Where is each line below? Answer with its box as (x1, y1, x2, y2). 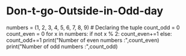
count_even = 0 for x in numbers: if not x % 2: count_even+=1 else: (6, 30, 173, 37)
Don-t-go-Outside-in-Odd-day (6, 4, 164, 18)
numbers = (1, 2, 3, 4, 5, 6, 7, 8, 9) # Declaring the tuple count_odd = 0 (6, 24, 180, 31)
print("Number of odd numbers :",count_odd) (6, 43, 119, 50)
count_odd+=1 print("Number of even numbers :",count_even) (6, 36, 160, 43)
